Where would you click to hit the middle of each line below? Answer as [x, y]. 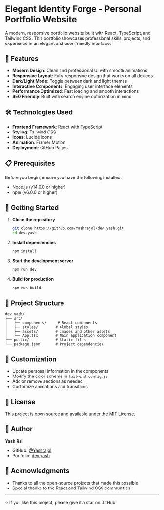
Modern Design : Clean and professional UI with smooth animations [80, 70]
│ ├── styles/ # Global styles [47, 327]
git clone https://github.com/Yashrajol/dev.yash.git [68, 228]
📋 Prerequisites [30, 163]
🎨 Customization [31, 359]
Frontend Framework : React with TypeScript [57, 127]
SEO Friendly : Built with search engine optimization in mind [72, 96]
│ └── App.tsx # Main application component [61, 336]
